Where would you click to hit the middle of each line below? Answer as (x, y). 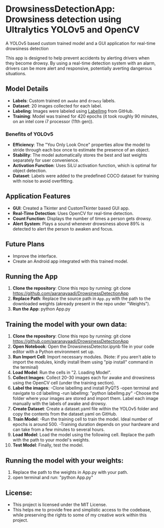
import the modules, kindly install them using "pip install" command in (83, 362)
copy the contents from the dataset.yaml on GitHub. (65, 414)
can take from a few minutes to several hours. (59, 430)
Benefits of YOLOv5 (30, 134)
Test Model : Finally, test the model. (48, 445)
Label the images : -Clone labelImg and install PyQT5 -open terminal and (86, 388)
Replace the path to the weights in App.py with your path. (70, 472)
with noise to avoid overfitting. (43, 181)
